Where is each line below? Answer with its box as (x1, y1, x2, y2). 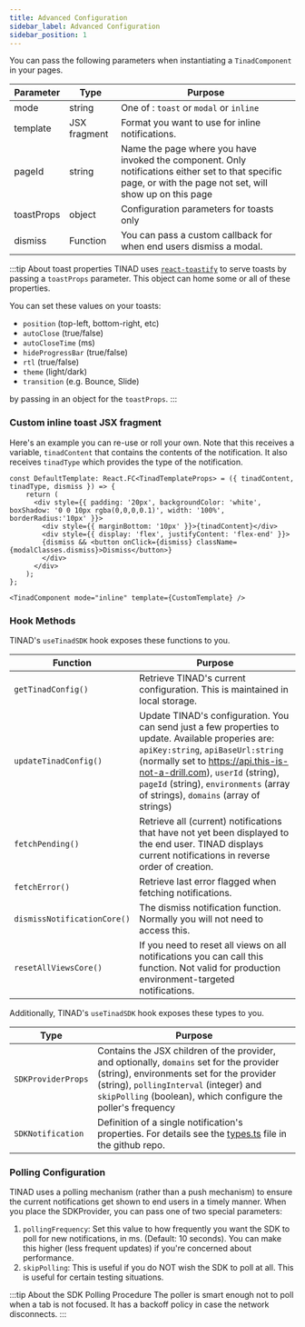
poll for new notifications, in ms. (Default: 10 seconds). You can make (22, 1233, 282, 1244)
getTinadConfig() (14, 683, 89, 694)
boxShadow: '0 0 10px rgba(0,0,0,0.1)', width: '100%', (9, 505, 225, 514)
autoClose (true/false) (22, 328, 104, 339)
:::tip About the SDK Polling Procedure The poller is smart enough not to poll (9, 1290, 294, 1301)
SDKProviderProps (14, 1073, 89, 1084)
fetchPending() (14, 838, 80, 849)
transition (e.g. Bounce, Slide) (22, 376, 140, 387)
